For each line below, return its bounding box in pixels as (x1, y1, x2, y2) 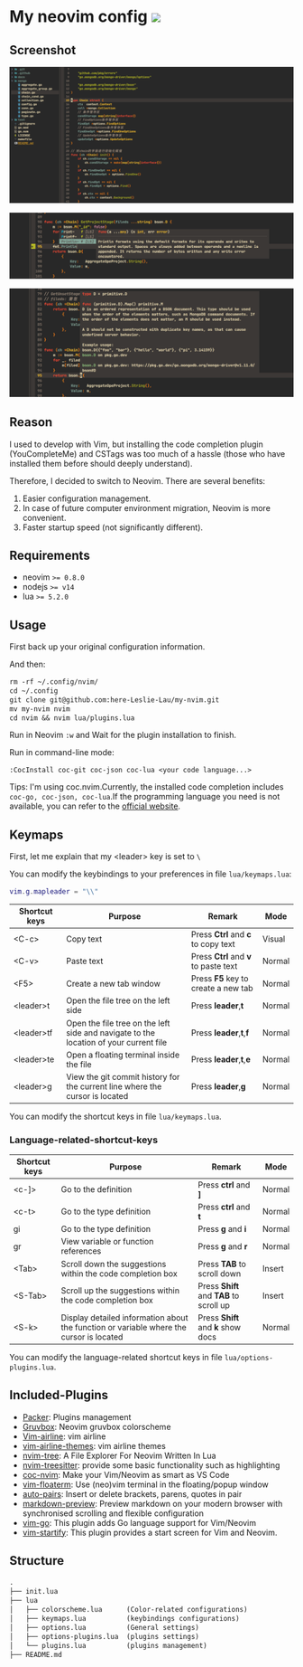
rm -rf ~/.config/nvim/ (9, 677, 99, 687)
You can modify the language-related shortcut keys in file (9, 1351, 223, 1362)
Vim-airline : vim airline (22, 1431, 106, 1442)
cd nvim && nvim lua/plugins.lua (9, 714, 135, 723)
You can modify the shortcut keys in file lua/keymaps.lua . (9, 1111, 223, 1122)
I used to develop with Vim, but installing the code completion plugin (9, 439, 264, 450)
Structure (9, 1553, 65, 1568)
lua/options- (224, 1353, 273, 1362)
